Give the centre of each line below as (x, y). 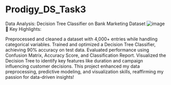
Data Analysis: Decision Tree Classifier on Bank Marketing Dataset (75, 24)
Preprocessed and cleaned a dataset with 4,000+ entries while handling (81, 39)
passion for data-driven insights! (40, 77)
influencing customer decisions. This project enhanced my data (73, 66)
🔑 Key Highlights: (23, 29)
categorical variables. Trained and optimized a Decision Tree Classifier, (80, 44)
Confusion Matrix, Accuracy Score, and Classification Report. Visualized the (86, 55)
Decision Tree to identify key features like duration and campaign (74, 60)
